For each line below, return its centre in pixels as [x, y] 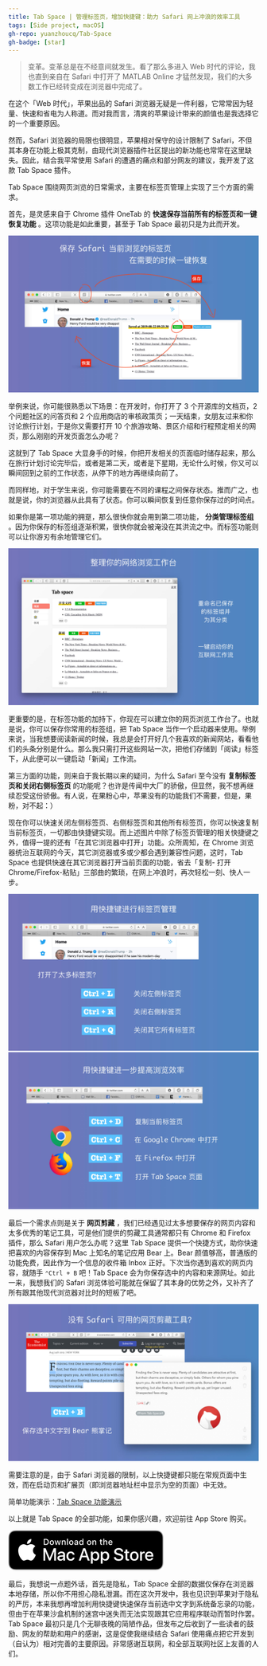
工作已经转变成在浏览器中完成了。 [91, 87]
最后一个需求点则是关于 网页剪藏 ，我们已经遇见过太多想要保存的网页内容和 [132, 1223]
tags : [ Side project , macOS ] [56, 25]
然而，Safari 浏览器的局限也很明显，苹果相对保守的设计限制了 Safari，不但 [130, 140]
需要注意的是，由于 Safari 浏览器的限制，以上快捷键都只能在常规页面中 [124, 1475]
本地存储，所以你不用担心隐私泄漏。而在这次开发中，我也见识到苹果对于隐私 [133, 1594]
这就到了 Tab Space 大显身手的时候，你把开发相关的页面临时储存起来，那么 [132, 453]
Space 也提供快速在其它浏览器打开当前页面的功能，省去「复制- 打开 [120, 862]
